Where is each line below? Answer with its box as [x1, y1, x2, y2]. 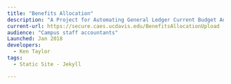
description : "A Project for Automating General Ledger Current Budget [7, 16, 217, 23]
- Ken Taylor [13, 48, 51, 55]
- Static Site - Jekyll [13, 61, 81, 68]
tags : [7, 55, 23, 61]
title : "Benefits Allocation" [7, 10, 94, 17]
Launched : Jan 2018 [7, 36, 63, 42]
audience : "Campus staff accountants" [7, 29, 118, 36]
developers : [7, 42, 41, 48]
